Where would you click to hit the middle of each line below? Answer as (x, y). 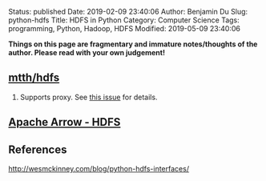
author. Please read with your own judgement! (87, 52)
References (38, 149)
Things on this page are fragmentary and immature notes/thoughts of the (133, 44)
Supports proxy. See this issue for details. (89, 97)
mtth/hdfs (34, 78)
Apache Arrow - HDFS (64, 122)
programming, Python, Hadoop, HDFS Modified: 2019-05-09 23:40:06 (124, 28)
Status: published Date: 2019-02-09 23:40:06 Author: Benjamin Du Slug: (128, 12)
